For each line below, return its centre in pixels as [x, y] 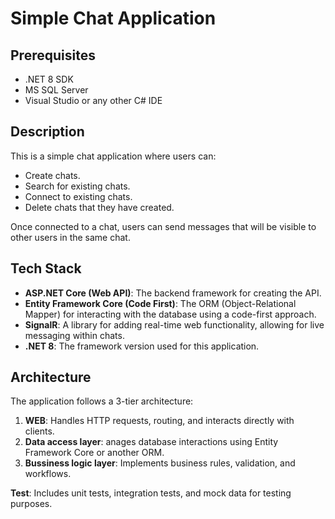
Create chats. [52, 175]
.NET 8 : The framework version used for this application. [142, 346]
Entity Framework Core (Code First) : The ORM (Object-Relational [160, 303]
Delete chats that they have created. [99, 207]
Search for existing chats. [77, 186]
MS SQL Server [56, 90]
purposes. [31, 504]
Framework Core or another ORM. [94, 453]
